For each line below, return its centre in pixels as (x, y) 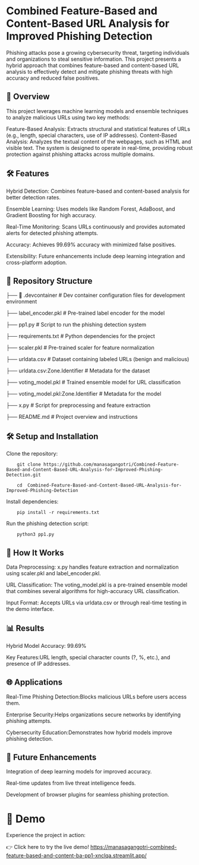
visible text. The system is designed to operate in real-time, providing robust (99, 148)
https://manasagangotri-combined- (133, 847)
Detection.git (24, 475)
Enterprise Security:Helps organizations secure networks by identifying (94, 714)
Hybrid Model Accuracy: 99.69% (46, 645)
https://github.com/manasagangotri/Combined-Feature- (111, 465)
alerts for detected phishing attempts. (52, 233)
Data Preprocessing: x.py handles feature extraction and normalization (93, 567)
